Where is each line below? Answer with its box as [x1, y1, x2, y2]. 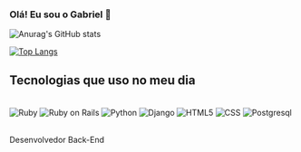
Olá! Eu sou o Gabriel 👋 [9, 8, 112, 21]
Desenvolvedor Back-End [9, 134, 105, 145]
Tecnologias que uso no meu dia [9, 72, 196, 88]
